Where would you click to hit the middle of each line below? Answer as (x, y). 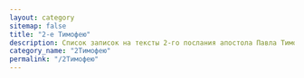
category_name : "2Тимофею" (60, 51)
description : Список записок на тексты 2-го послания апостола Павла (143, 43)
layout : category (42, 17)
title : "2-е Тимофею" (50, 34)
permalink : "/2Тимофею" (54, 59)
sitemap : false (38, 26)
